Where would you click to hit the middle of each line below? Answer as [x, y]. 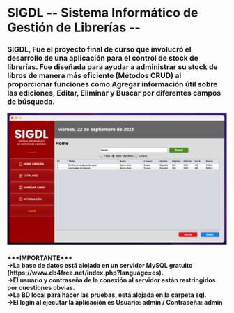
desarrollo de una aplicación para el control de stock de [103, 59]
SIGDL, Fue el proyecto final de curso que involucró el [99, 49]
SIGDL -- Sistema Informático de [103, 13]
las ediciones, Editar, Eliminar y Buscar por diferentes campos [114, 93]
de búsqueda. [31, 102]
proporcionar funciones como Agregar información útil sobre [112, 84]
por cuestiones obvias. [41, 288]
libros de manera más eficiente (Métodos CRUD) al [94, 76]
